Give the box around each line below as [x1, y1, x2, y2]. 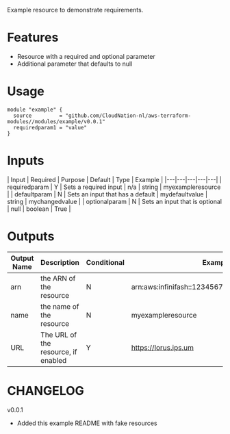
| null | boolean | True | [7, 205, 71, 213]
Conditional [86, 257, 125, 267]
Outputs [7, 229, 55, 244]
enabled [40, 355, 67, 365]
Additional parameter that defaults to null [16, 60, 133, 68]
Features [7, 30, 59, 45]
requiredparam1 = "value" [13, 124, 88, 131]
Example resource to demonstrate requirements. [7, 6, 144, 14]
